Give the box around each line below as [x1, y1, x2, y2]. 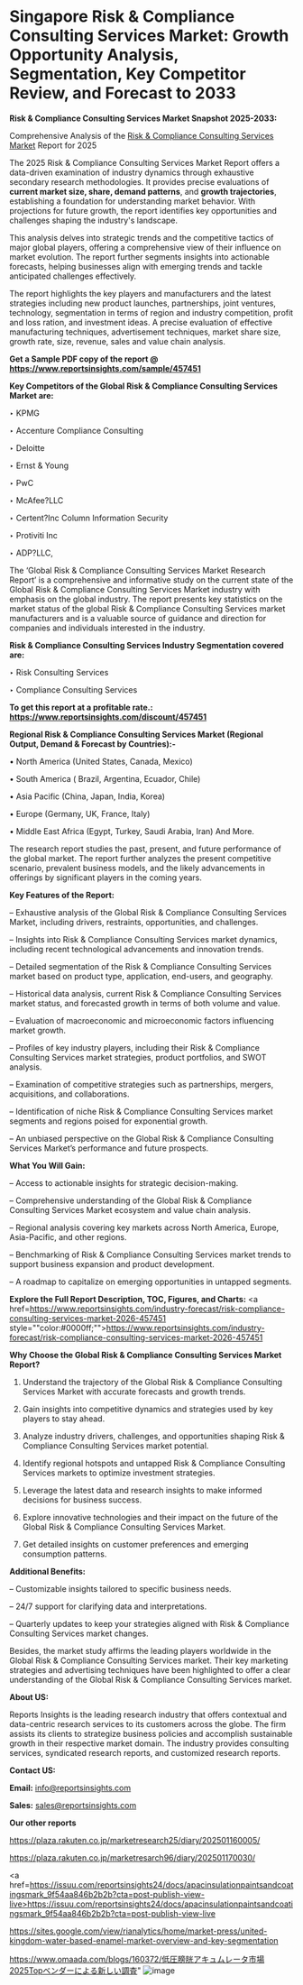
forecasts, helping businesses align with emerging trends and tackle [9, 261, 263, 271]
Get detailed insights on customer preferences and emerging [22, 1539, 250, 1549]
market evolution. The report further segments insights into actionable [9, 251, 271, 262]
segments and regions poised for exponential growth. [9, 1116, 208, 1126]
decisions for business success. [22, 1494, 142, 1505]
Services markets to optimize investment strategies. [22, 1467, 216, 1478]
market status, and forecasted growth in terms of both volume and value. [9, 997, 281, 1008]
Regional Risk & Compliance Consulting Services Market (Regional [9, 729, 263, 740]
